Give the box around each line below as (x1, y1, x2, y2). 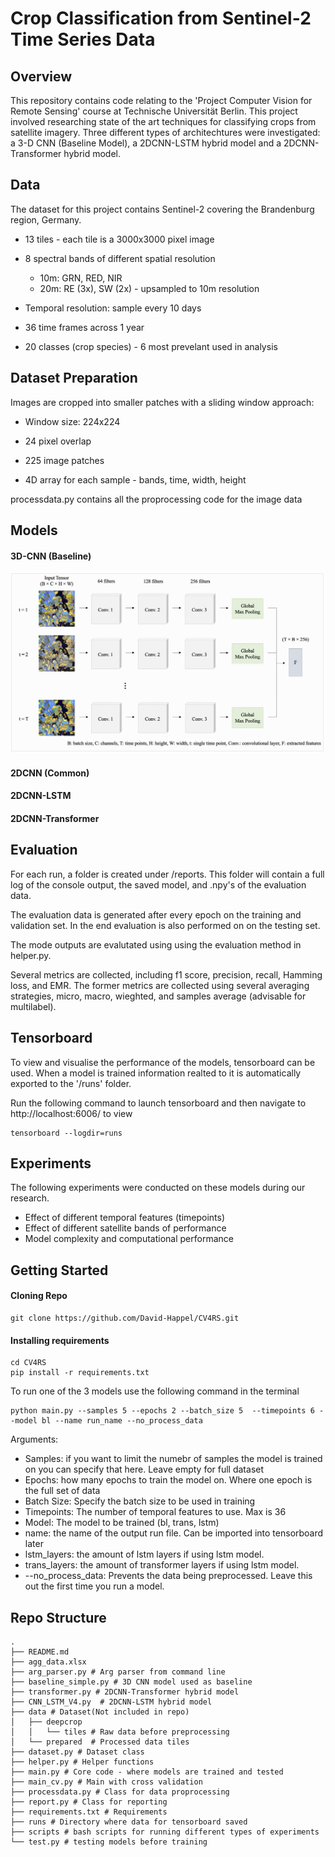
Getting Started (10, 1262, 109, 1279)
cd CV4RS (10, 1358, 47, 1368)
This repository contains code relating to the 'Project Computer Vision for (10, 95, 313, 106)
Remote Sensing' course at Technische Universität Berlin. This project (10, 105, 298, 117)
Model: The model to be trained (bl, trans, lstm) (24, 1517, 220, 1529)
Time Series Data (10, 28, 156, 51)
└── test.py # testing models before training (10, 1837, 208, 1847)
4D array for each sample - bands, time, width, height (24, 473, 247, 486)
